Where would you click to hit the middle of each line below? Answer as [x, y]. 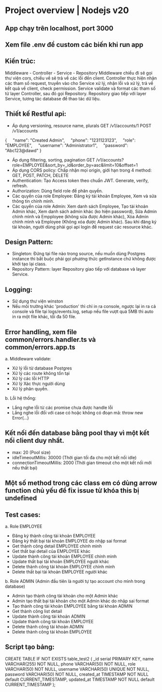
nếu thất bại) [25, 467]
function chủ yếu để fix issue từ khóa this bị [72, 491]
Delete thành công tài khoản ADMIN [48, 627]
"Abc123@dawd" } [23, 150]
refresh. [20, 185]
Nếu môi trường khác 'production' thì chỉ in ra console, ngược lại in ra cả [84, 306]
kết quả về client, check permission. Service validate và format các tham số [80, 88]
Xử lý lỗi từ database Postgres [42, 368]
